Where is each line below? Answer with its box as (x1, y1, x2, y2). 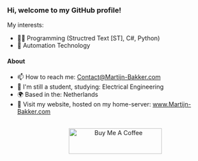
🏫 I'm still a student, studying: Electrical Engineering (16, 83, 164, 91)
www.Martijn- (152, 100, 192, 108)
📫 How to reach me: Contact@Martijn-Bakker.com (16, 72, 161, 80)
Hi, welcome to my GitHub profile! (7, 5, 122, 15)
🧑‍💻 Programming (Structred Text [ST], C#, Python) (16, 34, 160, 42)
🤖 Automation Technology (16, 42, 90, 50)
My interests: (7, 21, 45, 29)
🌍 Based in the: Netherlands (16, 90, 99, 98)
